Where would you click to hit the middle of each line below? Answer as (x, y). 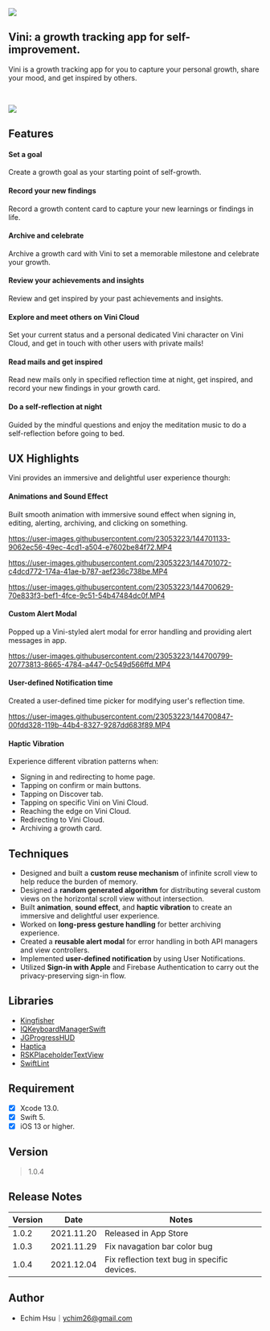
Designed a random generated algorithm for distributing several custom (140, 890)
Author (26, 1298)
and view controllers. (55, 950)
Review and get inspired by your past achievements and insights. (116, 299)
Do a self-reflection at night (55, 407)
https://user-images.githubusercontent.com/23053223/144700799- (121, 656)
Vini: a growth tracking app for (86, 37)
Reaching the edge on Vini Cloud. (75, 811)
